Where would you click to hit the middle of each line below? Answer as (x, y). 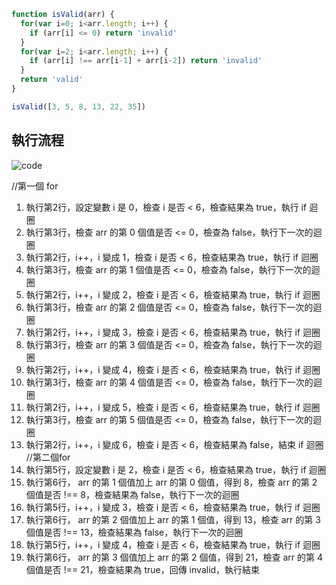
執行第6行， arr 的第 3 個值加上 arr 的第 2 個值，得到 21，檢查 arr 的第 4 (174, 557)
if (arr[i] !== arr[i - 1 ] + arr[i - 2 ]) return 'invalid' (146, 61)
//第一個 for (35, 186)
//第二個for (48, 457)
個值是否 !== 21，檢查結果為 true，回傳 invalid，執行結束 (143, 569)
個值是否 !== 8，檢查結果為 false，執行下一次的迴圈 (132, 494)
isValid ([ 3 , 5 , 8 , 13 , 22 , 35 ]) (78, 106)
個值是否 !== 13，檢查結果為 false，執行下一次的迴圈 (134, 532)
